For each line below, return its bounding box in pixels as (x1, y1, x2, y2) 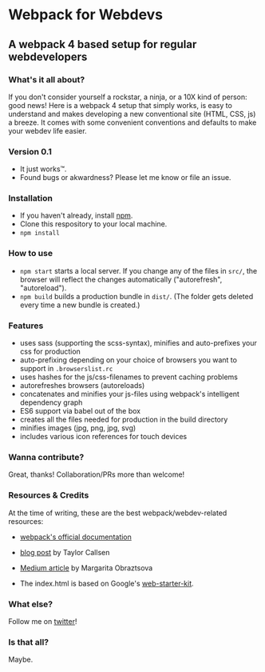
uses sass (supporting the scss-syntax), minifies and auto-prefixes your (19, 338, 257, 348)
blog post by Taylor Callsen (19, 547, 110, 557)
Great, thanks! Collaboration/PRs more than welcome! (8, 470, 185, 479)
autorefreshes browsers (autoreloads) (19, 381, 145, 390)
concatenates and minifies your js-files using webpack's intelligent (19, 390, 239, 399)
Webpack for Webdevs (8, 6, 164, 24)
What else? (8, 598, 53, 610)
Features (8, 320, 44, 331)
